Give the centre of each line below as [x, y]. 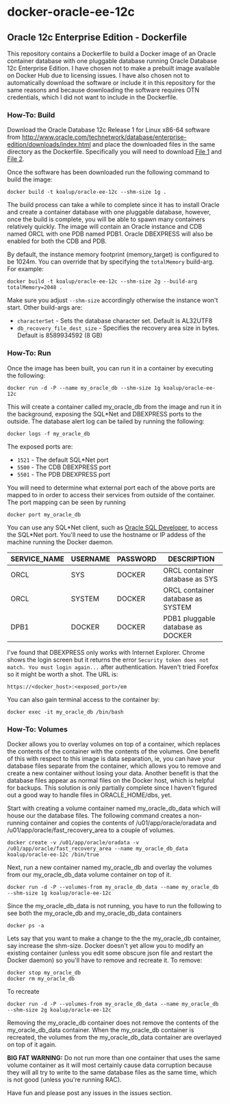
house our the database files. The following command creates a [97, 815]
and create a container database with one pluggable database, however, [109, 212]
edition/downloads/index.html [49, 145]
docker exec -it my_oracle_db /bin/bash [66, 712]
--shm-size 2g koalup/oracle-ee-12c [59, 1010]
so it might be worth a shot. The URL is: [63, 674]
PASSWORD [137, 559]
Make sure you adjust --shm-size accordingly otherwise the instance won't [113, 300]
